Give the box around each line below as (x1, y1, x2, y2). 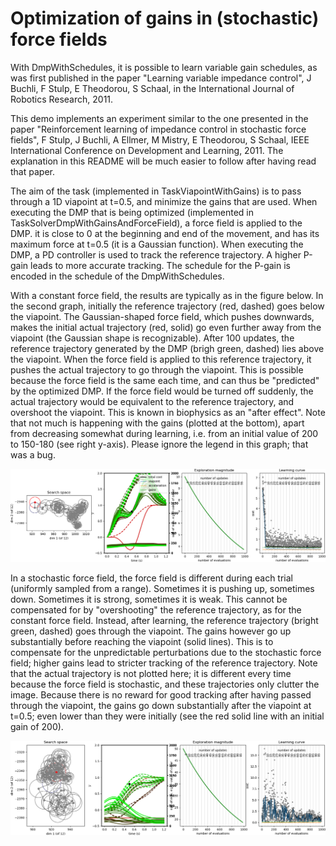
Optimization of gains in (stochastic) (10, 7, 320, 30)
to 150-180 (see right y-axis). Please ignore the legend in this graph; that (10, 438, 309, 450)
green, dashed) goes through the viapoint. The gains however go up (10, 625, 292, 637)
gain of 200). (10, 721, 64, 733)
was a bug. (10, 448, 56, 461)
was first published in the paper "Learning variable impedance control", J (10, 72, 312, 84)
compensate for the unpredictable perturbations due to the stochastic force (10, 647, 322, 659)
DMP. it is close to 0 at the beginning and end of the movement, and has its (10, 227, 320, 239)
